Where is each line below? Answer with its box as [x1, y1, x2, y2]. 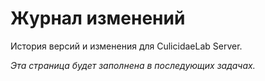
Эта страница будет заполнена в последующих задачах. [10, 59, 256, 71]
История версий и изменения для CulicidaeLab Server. [10, 40, 243, 52]
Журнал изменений [10, 7, 186, 30]
